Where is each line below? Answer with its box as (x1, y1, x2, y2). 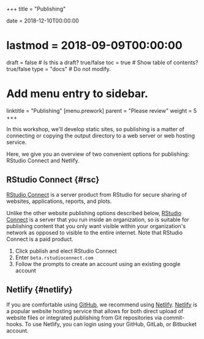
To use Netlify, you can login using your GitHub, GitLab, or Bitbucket (25, 320, 197, 327)
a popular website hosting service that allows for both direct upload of (6, 307, 184, 314)
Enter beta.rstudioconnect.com (15, 254, 94, 261)
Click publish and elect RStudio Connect (15, 247, 118, 254)
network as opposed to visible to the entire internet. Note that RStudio (6, 229, 183, 236)
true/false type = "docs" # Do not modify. (6, 65, 111, 72)
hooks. (6, 320, 24, 327)
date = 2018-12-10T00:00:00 (6, 17, 80, 24)
